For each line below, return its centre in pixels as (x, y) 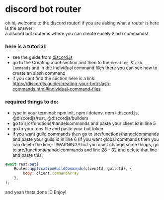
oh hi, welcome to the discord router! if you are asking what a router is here (82, 23)
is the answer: (19, 28)
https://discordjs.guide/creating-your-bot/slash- (62, 84)
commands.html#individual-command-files (56, 89)
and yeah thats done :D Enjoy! (36, 192)
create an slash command (39, 73)
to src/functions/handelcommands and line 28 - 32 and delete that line (85, 150)
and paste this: (28, 155)
